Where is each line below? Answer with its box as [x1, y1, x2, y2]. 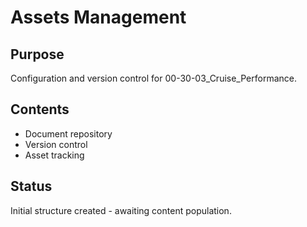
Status [10, 178, 53, 195]
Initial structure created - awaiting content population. [10, 204, 232, 216]
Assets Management [10, 6, 187, 29]
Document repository [24, 127, 113, 140]
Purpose [10, 46, 65, 63]
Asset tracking [24, 149, 85, 161]
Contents [10, 101, 70, 118]
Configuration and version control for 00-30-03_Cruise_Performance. [10, 72, 297, 84]
